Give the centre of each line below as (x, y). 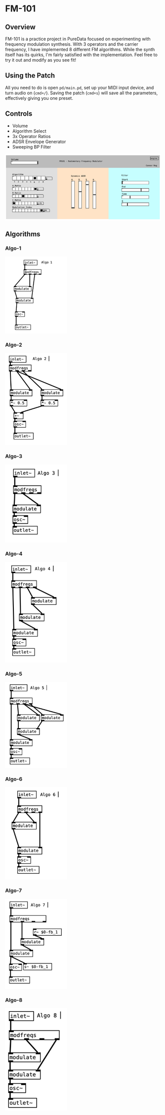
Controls (19, 114)
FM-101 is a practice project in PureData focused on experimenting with (78, 39)
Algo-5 (14, 673)
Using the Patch (30, 76)
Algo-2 (14, 345)
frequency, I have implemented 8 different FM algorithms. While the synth (80, 49)
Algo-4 (14, 554)
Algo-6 (14, 779)
